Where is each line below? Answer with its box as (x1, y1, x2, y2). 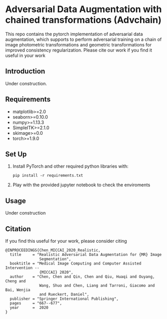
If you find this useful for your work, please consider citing (5, 238, 128, 244)
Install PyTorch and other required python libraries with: (12, 163, 129, 170)
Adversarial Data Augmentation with (5, 4, 162, 15)
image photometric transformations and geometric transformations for (5, 41, 152, 47)
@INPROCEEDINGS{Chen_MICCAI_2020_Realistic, (5, 248, 101, 253)
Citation (5, 225, 31, 233)
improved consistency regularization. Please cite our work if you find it (5, 47, 152, 53)
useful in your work (5, 52, 46, 59)
